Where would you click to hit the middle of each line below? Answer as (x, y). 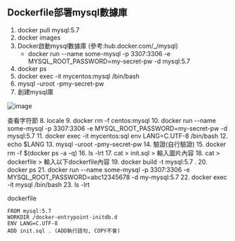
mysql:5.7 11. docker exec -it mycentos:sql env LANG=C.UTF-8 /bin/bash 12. (117, 136)
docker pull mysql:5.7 (48, 30)
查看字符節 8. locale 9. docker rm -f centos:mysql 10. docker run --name (112, 120)
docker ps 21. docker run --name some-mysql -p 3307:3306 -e (99, 169)
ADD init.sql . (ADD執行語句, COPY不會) (64, 230)
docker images (39, 37)
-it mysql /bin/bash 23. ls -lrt (48, 184)
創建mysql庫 (35, 92)
